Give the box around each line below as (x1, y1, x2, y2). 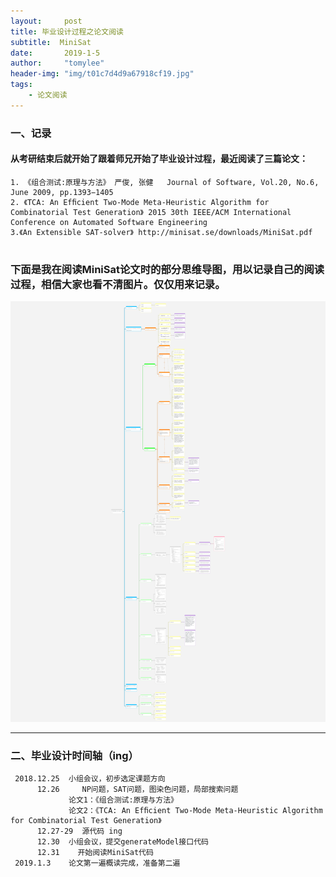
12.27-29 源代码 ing (36, 826, 123, 837)
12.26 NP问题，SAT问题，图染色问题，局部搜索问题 (36, 785, 239, 795)
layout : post (10, 16, 83, 26)
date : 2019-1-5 (10, 48, 101, 58)
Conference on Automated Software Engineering (10, 217, 208, 227)
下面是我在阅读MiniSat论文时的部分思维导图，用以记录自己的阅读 (10, 262, 325, 276)
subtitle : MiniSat (10, 37, 92, 47)
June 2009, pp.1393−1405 (10, 187, 114, 197)
